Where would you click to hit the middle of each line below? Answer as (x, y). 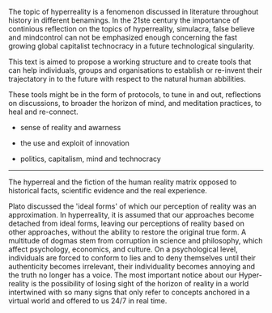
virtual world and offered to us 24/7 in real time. (88, 301)
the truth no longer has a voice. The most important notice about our (123, 275)
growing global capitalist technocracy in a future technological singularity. (132, 46)
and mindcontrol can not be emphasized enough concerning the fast (123, 37)
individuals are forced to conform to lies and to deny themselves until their (132, 258)
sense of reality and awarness (70, 127)
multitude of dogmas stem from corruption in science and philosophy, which (136, 241)
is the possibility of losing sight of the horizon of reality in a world (140, 283)
